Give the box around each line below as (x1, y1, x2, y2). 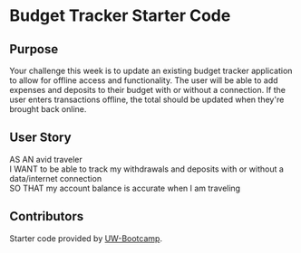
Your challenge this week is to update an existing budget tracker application (9, 65, 293, 76)
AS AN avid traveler (9, 154, 83, 164)
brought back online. (9, 104, 87, 114)
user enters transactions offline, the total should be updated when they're (9, 94, 285, 105)
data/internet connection (9, 173, 102, 183)
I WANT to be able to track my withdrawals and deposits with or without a (9, 164, 284, 174)
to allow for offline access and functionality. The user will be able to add (9, 75, 278, 86)
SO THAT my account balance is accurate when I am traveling (9, 183, 241, 193)
